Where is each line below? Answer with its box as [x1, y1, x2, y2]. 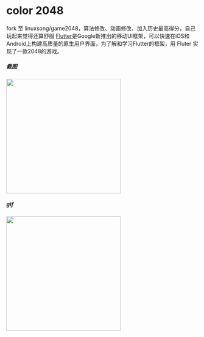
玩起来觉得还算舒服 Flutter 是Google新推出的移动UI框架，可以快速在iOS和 [6, 32, 190, 40]
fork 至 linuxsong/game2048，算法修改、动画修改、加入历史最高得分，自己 [6, 24, 196, 32]
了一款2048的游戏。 [11, 47, 63, 55]
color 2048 [6, 4, 64, 18]
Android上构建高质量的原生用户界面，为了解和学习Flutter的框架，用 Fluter [6, 40, 192, 47]
